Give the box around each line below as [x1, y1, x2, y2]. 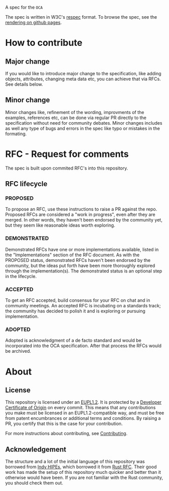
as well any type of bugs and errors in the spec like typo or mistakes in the [5, 125, 160, 131]
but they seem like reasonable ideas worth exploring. [5, 222, 116, 229]
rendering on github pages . [5, 20, 62, 25]
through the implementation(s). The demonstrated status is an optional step [5, 267, 162, 274]
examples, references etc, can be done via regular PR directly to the [5, 115, 147, 121]
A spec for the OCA [5, 5, 43, 10]
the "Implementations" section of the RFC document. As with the [5, 252, 140, 258]
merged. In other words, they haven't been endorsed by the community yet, [5, 217, 162, 223]
